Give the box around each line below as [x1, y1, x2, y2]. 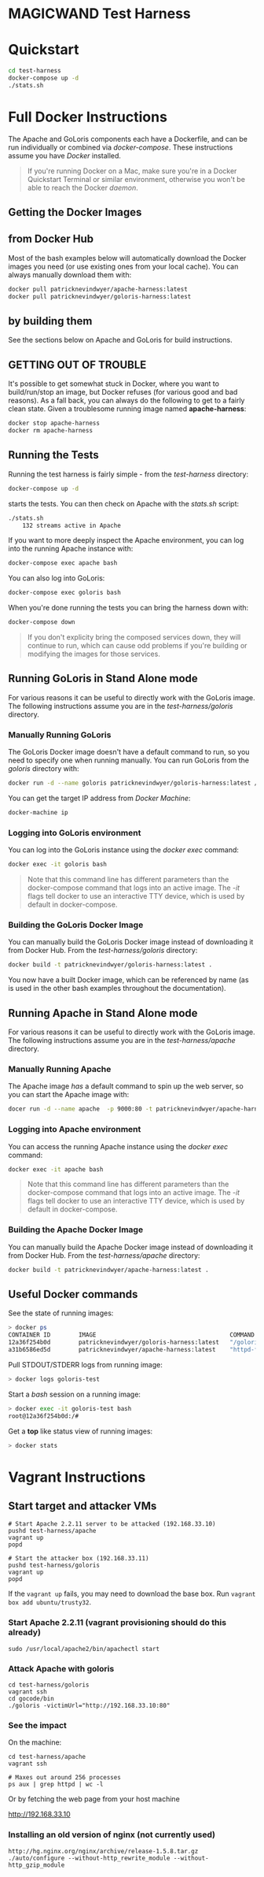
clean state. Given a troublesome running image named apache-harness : [8, 404, 247, 414]
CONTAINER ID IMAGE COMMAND [8, 1331, 255, 1339]
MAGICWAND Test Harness [8, 5, 191, 23]
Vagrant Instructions [8, 1468, 146, 1486]
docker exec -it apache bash [8, 1165, 104, 1174]
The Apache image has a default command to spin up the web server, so [8, 1081, 244, 1091]
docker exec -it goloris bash [8, 860, 108, 869]
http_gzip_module [8, 1860, 65, 1869]
